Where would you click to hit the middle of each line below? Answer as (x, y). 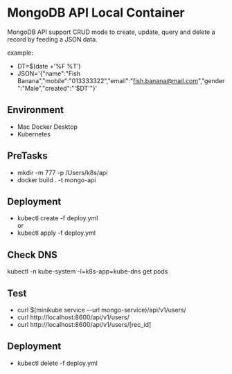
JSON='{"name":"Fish (49, 73)
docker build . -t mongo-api (56, 180)
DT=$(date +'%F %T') (49, 66)
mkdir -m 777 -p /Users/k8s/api (62, 172)
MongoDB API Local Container (96, 13)
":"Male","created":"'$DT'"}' (57, 88)
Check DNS (32, 255)
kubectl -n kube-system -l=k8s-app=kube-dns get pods (88, 271)
